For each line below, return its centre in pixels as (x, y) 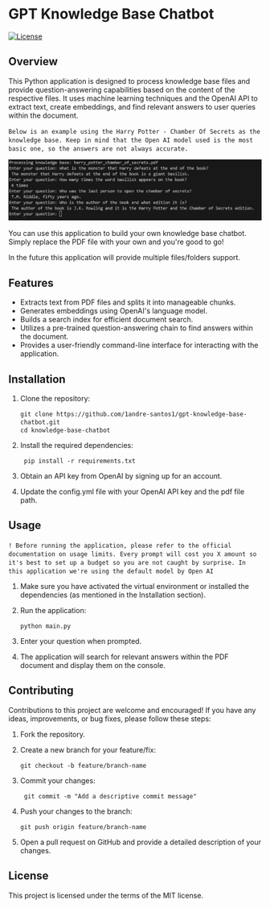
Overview (33, 62)
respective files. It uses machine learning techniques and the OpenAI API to (133, 98)
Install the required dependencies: (77, 446)
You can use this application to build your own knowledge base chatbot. (127, 234)
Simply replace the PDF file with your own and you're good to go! (116, 242)
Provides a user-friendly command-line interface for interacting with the (139, 345)
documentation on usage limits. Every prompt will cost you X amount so (133, 554)
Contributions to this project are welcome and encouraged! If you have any (132, 710)
